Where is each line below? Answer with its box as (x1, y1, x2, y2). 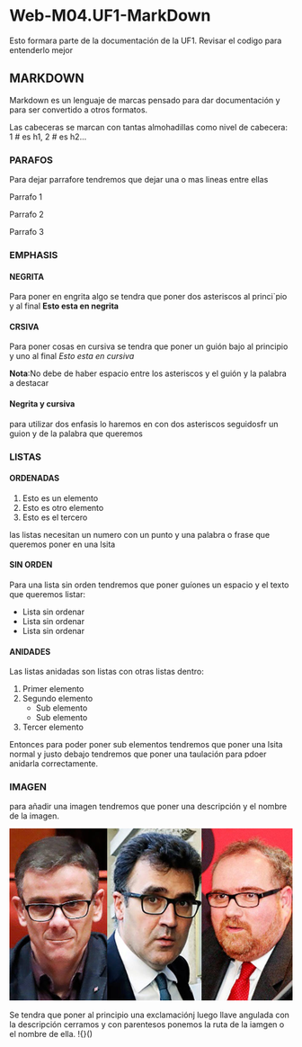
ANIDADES (9, 646, 51, 657)
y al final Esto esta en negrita (9, 300, 120, 311)
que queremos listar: (9, 588, 86, 599)
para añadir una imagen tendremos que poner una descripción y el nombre (9, 801, 288, 812)
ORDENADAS (9, 473, 60, 484)
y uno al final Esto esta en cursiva (9, 351, 135, 362)
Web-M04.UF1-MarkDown (9, 5, 211, 26)
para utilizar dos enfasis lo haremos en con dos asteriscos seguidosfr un (9, 418, 279, 429)
